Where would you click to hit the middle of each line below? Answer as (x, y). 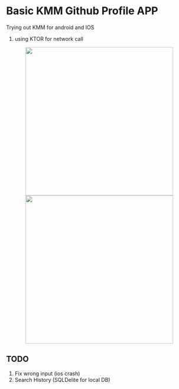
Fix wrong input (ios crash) (47, 373)
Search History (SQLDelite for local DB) (62, 380)
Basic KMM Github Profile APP (82, 11)
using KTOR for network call (49, 39)
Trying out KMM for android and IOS (50, 27)
